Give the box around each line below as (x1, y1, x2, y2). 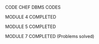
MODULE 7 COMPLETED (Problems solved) (5, 33, 95, 39)
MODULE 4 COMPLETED (5, 14, 56, 19)
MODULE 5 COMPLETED (5, 23, 56, 29)
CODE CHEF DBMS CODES (5, 4, 61, 10)
